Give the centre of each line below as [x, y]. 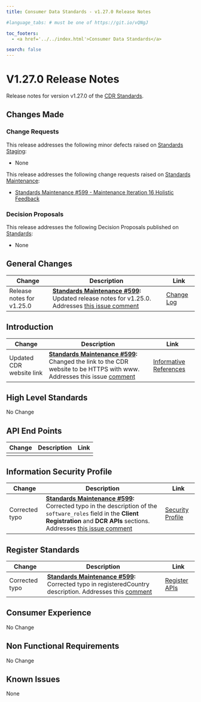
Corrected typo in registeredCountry [98, 584]
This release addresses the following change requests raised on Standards [98, 174]
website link [26, 373]
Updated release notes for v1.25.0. [102, 298]
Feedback [27, 199]
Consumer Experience [49, 613]
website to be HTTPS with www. [94, 369]
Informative [169, 361]
